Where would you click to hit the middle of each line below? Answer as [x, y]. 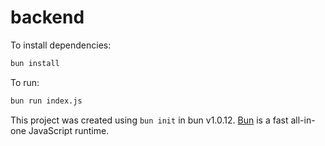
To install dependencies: [61, 45]
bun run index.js [46, 101]
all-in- [303, 120]
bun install [35, 63]
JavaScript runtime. [69, 130]
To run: [25, 82]
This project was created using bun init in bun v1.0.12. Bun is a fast [149, 120]
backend [47, 17]
